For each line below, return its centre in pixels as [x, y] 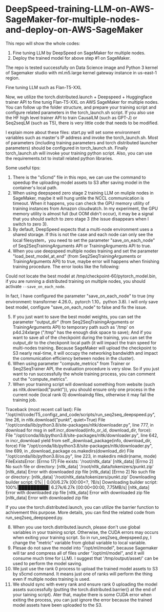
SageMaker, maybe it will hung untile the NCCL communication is [78, 198]
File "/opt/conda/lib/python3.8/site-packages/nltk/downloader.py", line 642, [82, 435]
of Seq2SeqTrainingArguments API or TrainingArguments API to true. [82, 246]
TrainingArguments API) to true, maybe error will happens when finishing [86, 261]
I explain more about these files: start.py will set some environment [73, 132]
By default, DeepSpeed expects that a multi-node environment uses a [83, 229]
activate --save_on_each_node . [36, 286]
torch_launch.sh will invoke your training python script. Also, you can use [79, 153]
